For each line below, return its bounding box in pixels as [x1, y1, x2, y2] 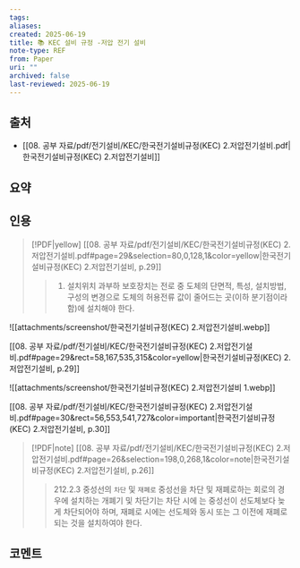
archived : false [9, 72, 70, 81]
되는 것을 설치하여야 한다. [53, 517, 143, 528]
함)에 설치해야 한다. [66, 302, 135, 313]
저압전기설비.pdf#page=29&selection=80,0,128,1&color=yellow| [30, 250, 262, 260]
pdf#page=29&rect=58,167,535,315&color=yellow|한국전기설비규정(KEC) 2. [18, 352, 291, 362]
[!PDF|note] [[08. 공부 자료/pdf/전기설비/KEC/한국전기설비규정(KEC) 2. [30, 442, 284, 453]
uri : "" [9, 64, 39, 72]
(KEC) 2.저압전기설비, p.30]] [9, 423, 110, 434]
